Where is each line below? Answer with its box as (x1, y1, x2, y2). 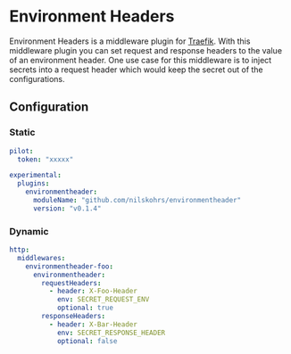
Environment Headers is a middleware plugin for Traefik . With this (9, 36, 251, 46)
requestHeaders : (41, 278, 102, 287)
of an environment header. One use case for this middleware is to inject (9, 54, 272, 65)
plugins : (17, 179, 50, 188)
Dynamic (9, 225, 49, 237)
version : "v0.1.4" (32, 203, 102, 213)
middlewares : (17, 253, 66, 262)
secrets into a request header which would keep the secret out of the (9, 64, 263, 75)
